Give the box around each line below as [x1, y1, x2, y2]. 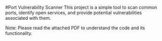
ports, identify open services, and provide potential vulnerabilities [5, 10, 142, 16]
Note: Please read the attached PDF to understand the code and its [5, 25, 145, 31]
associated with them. [5, 15, 52, 21]
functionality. [5, 30, 33, 36]
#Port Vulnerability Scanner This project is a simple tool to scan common [5, 5, 157, 10]
